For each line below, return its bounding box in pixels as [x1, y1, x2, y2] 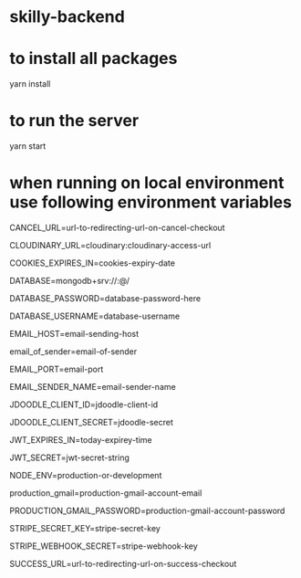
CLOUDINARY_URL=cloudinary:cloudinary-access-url [9, 240, 212, 250]
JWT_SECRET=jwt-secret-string [9, 452, 130, 463]
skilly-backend [9, 6, 125, 27]
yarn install [9, 79, 51, 89]
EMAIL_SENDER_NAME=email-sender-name [9, 382, 176, 392]
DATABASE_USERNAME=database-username [9, 310, 181, 321]
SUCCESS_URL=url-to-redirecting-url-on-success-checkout [9, 559, 237, 569]
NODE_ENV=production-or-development [9, 470, 162, 480]
